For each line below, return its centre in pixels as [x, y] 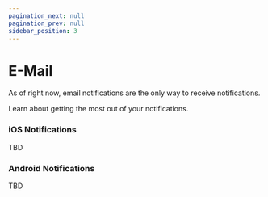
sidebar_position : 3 [43, 31]
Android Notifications [52, 168]
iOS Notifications [42, 130]
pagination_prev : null [46, 23]
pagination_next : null [46, 16]
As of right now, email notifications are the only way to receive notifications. [134, 93]
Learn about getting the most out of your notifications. [98, 109]
